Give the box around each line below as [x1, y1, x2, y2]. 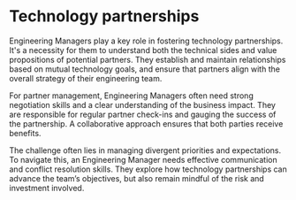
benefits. [9, 127, 42, 138]
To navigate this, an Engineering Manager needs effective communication [9, 154, 277, 165]
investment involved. [9, 182, 85, 193]
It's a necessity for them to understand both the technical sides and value [9, 44, 277, 55]
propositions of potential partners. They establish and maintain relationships [9, 54, 286, 65]
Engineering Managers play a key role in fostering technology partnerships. [9, 35, 284, 46]
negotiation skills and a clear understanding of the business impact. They [9, 99, 277, 110]
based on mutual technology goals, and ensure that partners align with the [9, 64, 281, 74]
